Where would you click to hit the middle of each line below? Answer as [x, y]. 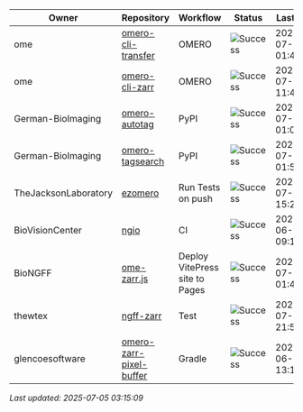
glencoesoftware [50, 358]
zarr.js [135, 279]
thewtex [31, 316]
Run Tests [199, 187]
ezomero [140, 193]
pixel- [134, 364]
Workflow [200, 18]
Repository [145, 18]
